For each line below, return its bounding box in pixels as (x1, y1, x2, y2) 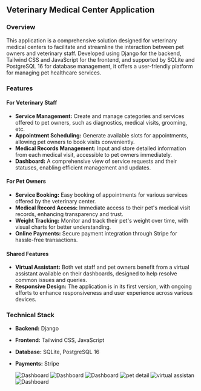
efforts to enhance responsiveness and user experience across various (15, 289, 193, 297)
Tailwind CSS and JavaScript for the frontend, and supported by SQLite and (6, 56, 195, 63)
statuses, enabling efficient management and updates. (15, 163, 151, 171)
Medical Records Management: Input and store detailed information (15, 145, 186, 152)
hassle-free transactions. (15, 236, 78, 244)
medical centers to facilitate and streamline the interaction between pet (6, 43, 184, 50)
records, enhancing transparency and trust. (15, 211, 124, 218)
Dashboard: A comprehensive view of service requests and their (15, 157, 177, 165)
